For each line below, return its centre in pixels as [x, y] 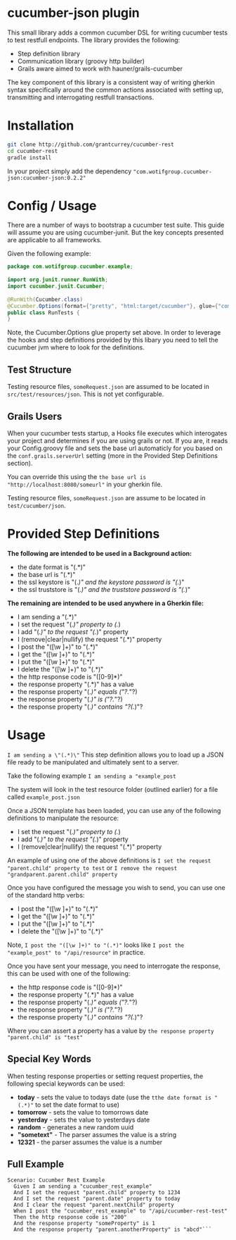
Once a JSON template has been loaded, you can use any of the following [114, 810]
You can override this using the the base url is [77, 476]
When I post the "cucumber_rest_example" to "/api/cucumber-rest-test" [121, 1211]
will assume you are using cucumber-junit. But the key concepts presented [116, 232]
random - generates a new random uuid [76, 1127]
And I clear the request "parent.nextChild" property [94, 1205]
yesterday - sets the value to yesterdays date [84, 1120]
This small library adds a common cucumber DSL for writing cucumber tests [118, 32]
